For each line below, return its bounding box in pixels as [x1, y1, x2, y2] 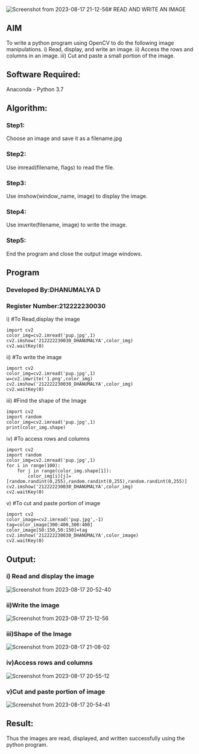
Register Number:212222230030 [6, 302, 106, 310]
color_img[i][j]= [28, 473, 71, 479]
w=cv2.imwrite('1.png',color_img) [6, 376, 93, 382]
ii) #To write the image [6, 354, 62, 361]
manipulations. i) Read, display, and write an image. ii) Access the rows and [6, 45, 194, 53]
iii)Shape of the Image [6, 630, 72, 638]
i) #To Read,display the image [6, 316, 80, 323]
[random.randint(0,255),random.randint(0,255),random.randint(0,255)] [6, 479, 188, 485]
